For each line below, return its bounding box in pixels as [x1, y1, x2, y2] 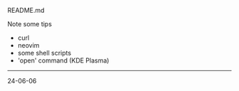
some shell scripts [17, 49, 72, 57]
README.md [7, 6, 45, 14]
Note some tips [7, 20, 52, 28]
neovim [17, 41, 40, 49]
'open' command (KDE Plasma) [17, 56, 110, 65]
